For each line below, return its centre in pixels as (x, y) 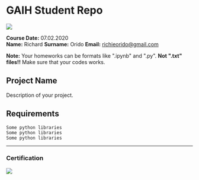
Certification (25, 158)
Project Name (32, 81)
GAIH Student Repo (54, 10)
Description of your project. (40, 95)
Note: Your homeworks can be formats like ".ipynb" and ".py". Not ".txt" (94, 56)
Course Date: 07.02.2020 (37, 38)
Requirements (33, 114)
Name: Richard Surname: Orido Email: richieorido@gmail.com (82, 44)
